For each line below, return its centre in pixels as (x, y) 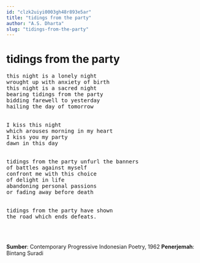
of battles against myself (47, 168)
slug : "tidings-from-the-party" (47, 29)
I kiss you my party (37, 137)
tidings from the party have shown (60, 211)
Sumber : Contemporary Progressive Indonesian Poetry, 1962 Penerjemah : (100, 247)
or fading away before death (50, 192)
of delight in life (35, 180)
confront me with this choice (52, 174)
